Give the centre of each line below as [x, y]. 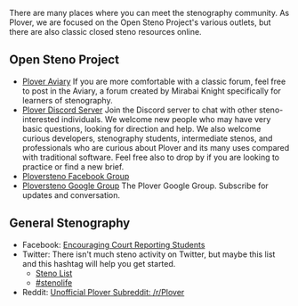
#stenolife [54, 282]
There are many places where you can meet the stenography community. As [149, 13]
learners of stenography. [67, 100]
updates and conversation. [71, 194]
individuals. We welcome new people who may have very [166, 119]
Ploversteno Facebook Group [76, 176]
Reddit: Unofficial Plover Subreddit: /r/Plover [103, 292]
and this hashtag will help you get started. [99, 263]
